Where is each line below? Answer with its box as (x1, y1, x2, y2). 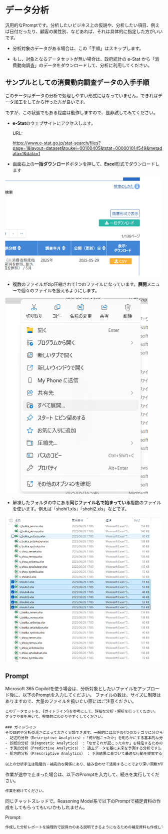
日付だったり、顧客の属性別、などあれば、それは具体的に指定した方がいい (9, 28, 163, 34)
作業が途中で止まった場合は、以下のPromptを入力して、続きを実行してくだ (5, 771, 160, 777)
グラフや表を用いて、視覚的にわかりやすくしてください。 (5, 714, 105, 719)
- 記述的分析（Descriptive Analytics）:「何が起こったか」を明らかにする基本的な (5, 735, 159, 740)
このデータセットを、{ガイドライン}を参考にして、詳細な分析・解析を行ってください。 (5, 709, 158, 714)
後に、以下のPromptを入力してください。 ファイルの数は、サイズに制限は (9, 692, 161, 698)
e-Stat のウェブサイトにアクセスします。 (12, 120, 96, 126)
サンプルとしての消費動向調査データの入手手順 (5, 78, 149, 87)
